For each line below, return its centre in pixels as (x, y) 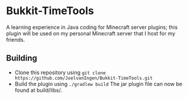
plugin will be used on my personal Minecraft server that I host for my (91, 33)
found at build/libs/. (38, 90)
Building (22, 58)
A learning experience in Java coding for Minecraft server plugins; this (92, 27)
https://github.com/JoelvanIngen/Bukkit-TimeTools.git (84, 78)
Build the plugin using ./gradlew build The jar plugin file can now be (98, 84)
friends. (16, 39)
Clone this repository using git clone (60, 72)
